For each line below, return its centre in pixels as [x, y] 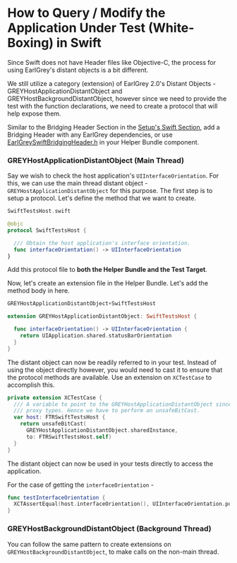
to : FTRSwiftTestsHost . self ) [69, 437]
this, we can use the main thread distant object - [78, 183]
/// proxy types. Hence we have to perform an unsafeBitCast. [107, 411]
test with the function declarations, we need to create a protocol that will [113, 106]
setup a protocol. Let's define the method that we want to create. [102, 198]
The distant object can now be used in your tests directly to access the [110, 464]
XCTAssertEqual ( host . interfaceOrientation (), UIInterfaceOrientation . [120, 504]
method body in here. [38, 291]
